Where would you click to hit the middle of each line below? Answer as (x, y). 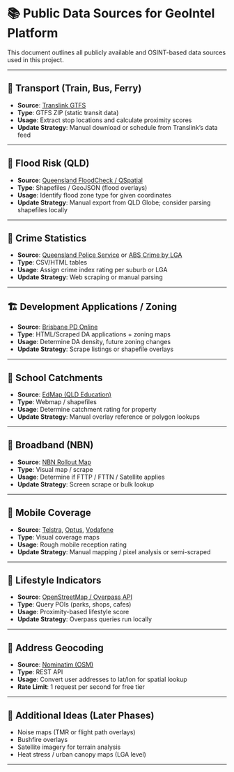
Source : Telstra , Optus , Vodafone (65, 529)
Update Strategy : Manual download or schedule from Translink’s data (117, 127)
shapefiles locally (42, 209)
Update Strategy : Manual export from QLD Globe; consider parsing (114, 202)
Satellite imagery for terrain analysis (69, 747)
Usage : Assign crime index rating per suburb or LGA (92, 270)
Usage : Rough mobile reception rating (72, 544)
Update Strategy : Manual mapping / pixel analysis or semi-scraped (114, 551)
